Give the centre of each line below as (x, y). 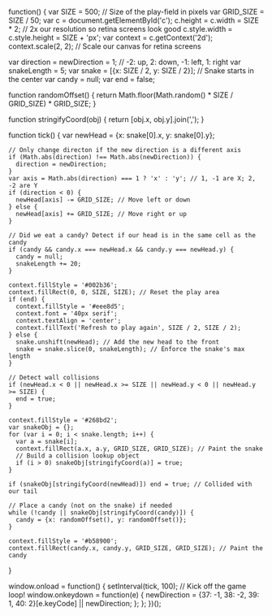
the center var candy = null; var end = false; (82, 79)
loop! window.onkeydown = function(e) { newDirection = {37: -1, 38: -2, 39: (134, 595)
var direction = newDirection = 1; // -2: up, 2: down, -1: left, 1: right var (125, 62)
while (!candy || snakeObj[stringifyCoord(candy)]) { (101, 513)
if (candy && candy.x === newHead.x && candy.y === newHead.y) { (121, 249)
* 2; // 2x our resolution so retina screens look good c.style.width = (121, 29)
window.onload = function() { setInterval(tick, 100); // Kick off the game (127, 586)
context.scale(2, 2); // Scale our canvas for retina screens (105, 46)
